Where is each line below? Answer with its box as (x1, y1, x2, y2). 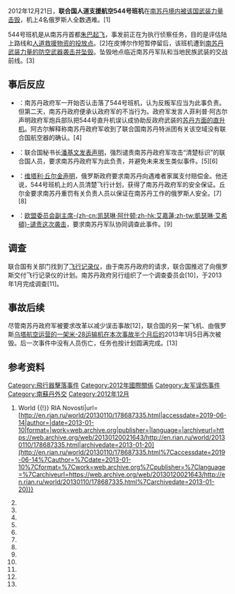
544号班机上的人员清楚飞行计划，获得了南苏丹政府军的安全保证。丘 (30, 180, 226, 189)
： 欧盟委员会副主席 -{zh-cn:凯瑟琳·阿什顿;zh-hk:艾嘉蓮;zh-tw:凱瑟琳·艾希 (17, 211, 227, 219)
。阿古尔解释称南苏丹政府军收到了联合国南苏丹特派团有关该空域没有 (24, 125, 220, 133)
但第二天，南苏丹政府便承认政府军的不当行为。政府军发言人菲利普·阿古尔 (17, 107, 228, 116)
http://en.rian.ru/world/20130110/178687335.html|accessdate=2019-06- (20, 411, 227, 420)
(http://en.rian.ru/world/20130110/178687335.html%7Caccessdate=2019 (17, 448, 226, 457)
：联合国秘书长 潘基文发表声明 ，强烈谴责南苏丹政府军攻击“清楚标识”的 (17, 148, 220, 156)
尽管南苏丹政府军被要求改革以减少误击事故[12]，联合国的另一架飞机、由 (8, 322, 215, 330)
